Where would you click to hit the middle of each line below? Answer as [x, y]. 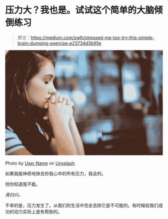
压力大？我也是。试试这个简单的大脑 [80, 10]
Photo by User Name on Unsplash [40, 163]
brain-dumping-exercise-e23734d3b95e [59, 43]
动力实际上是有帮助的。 [38, 212]
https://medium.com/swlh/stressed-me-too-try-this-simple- [92, 37]
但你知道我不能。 [23, 184]
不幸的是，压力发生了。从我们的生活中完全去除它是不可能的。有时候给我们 [82, 205]
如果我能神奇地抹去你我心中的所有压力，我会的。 [55, 173]
